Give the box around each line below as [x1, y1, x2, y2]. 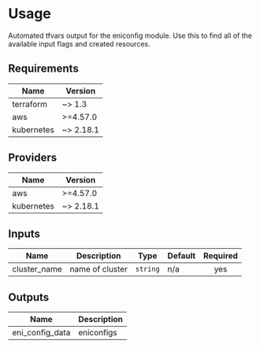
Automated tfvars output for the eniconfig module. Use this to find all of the [8, 31, 252, 40]
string [135, 265, 160, 274]
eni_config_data [12, 328, 71, 339]
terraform [12, 98, 48, 109]
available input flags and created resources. [8, 39, 151, 48]
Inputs [8, 227, 41, 240]
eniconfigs [78, 328, 118, 339]
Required [203, 250, 239, 261]
